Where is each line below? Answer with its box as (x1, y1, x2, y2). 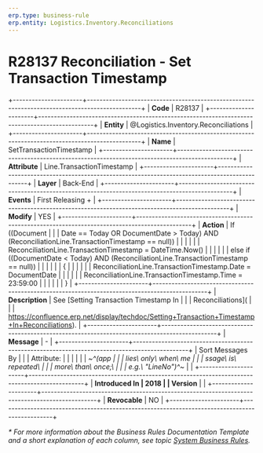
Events (8, 195, 31, 205)
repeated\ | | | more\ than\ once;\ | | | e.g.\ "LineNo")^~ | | (8, 362, 194, 371)
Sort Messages (199, 345, 248, 355)
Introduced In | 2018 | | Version (94, 378, 198, 389)
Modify (8, 212, 33, 221)
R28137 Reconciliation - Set (8, 53, 192, 71)
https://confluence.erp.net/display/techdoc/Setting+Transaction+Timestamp (8, 312, 255, 322)
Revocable (107, 396, 143, 405)
